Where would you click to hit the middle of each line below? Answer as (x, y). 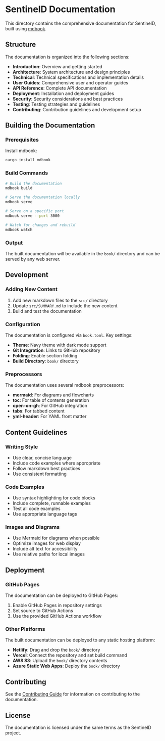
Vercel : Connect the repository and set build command (70, 655)
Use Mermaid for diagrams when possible (56, 538)
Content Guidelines (36, 432)
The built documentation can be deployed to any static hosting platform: (80, 640)
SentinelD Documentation (60, 9)
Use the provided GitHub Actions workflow (57, 616)
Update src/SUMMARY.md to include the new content (65, 306)
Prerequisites (22, 140)
